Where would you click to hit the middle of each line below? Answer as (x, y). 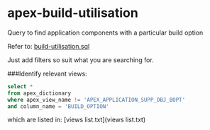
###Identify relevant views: (47, 73)
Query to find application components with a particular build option (105, 32)
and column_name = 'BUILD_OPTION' (59, 106)
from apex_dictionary (39, 93)
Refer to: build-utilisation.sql (49, 46)
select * (20, 86)
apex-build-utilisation (73, 13)
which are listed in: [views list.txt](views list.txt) (77, 120)
